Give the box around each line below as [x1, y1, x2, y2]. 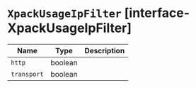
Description [84, 45, 125, 55]
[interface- [124, 5, 190, 21]
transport [11, 70, 44, 78]
